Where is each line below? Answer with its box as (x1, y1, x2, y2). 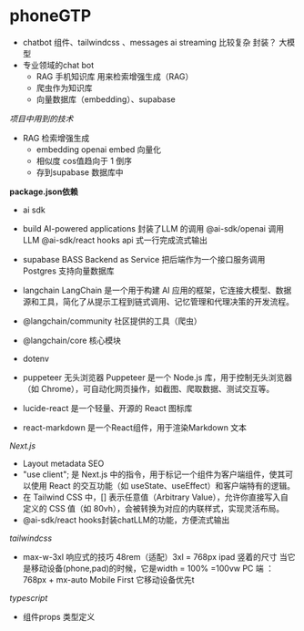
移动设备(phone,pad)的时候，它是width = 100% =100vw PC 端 (30, 563, 264, 574)
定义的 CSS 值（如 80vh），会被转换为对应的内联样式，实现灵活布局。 (22, 502, 285, 513)
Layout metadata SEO (22, 458, 105, 469)
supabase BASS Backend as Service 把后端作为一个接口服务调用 (22, 253, 266, 264)
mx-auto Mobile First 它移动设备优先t (56, 574, 195, 584)
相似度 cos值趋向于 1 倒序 (35, 155, 132, 166)
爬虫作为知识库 (35, 82, 93, 93)
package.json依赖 (9, 186, 79, 197)
